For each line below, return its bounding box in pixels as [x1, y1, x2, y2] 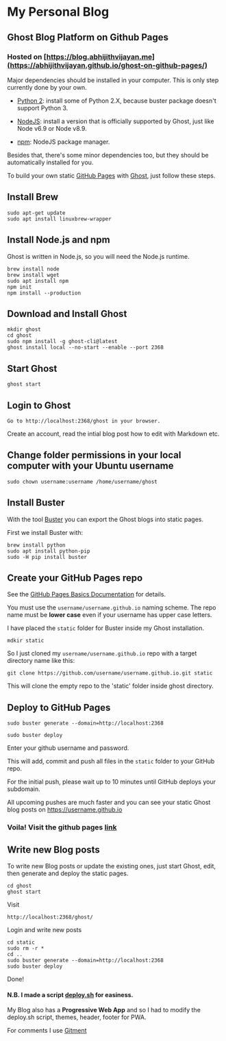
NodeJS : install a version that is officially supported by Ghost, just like [16, 117, 214, 125]
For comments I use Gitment [7, 1027, 87, 1035]
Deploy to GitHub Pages [7, 701, 111, 713]
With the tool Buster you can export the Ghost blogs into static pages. [7, 515, 204, 523]
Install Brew [7, 191, 59, 203]
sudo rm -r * [7, 944, 45, 952]
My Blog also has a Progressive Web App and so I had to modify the [7, 1006, 201, 1014]
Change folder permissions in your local [7, 449, 181, 461]
